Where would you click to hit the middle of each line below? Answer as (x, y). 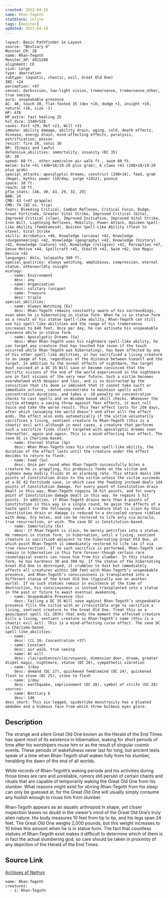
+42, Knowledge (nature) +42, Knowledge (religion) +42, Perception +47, (84, 245)
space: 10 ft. (20, 183)
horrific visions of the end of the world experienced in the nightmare (83, 373)
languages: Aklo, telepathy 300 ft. (43, 258)
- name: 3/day (24, 667)
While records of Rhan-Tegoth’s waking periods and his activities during (79, 770)
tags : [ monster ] (22, 24)
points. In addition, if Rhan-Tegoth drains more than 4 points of (77, 500)
